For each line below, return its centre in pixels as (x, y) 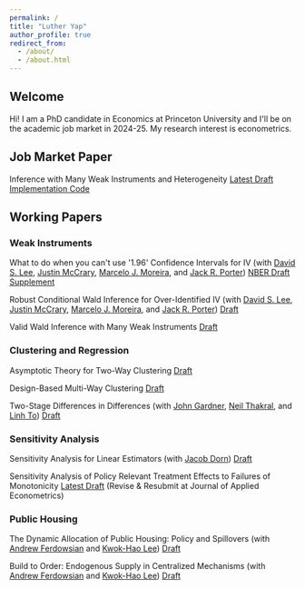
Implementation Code (50, 188)
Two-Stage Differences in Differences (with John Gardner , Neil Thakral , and (151, 405)
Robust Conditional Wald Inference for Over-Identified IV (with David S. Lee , (151, 300)
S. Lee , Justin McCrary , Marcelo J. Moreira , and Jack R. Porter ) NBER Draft (150, 273)
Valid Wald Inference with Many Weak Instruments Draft (113, 327)
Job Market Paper (61, 157)
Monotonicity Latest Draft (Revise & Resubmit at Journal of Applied (134, 485)
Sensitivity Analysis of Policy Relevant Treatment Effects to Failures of (140, 476)
